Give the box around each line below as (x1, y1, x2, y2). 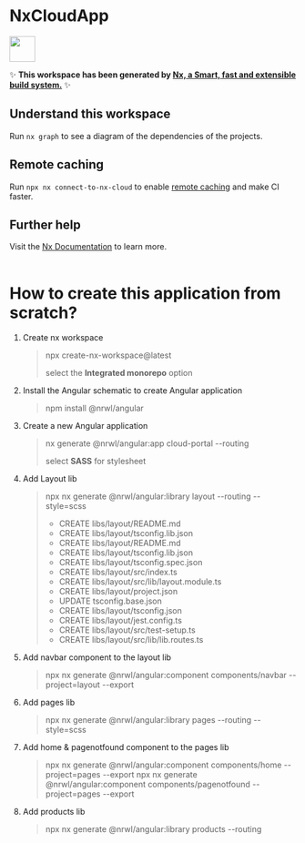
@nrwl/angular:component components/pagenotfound (45, 779, 250, 790)
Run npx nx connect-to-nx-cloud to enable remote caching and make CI (9, 181, 280, 192)
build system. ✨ (9, 79, 71, 90)
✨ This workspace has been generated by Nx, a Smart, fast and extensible (9, 69, 297, 80)
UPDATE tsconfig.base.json (58, 595, 162, 606)
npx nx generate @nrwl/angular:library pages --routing (45, 715, 252, 726)
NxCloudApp (9, 5, 109, 26)
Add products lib (22, 807, 86, 818)
